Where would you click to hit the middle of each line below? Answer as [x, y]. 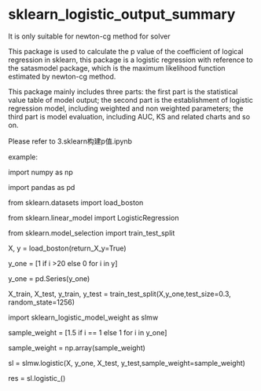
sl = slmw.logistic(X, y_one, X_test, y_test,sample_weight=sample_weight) [127, 363]
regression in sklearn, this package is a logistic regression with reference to [130, 60]
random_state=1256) [42, 302]
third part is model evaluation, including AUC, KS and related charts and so [129, 116]
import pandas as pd [42, 187]
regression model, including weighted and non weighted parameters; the [126, 108]
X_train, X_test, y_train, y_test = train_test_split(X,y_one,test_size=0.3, [120, 294]
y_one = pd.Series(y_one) [49, 278]
